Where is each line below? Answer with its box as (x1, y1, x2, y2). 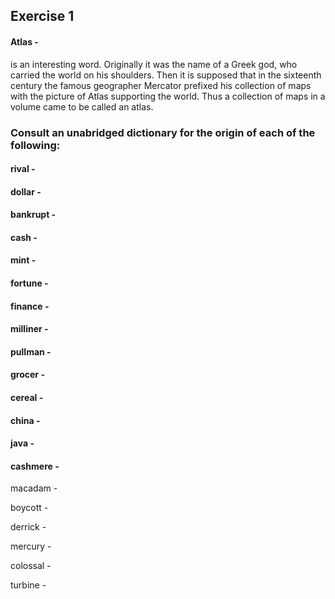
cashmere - (10, 460, 60, 472)
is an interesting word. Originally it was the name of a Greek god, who (10, 58, 298, 70)
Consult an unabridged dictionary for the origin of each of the (10, 125, 316, 139)
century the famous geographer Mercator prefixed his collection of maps (10, 79, 312, 91)
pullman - (10, 345, 52, 358)
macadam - (10, 482, 58, 494)
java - (10, 437, 35, 449)
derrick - (10, 521, 47, 533)
